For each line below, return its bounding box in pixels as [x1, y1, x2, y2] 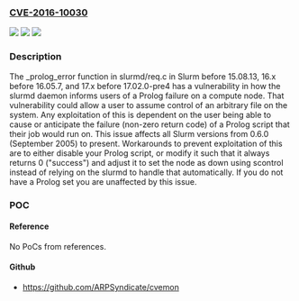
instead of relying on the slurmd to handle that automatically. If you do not [9, 167, 284, 178]
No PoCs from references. [9, 241, 106, 251]
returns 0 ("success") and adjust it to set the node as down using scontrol [9, 157, 284, 168]
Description [9, 50, 62, 63]
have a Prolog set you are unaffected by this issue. [9, 176, 197, 187]
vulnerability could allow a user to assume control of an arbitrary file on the [9, 99, 288, 110]
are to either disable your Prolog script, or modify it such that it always [9, 147, 270, 159]
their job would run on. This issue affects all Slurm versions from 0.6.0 [9, 128, 269, 139]
